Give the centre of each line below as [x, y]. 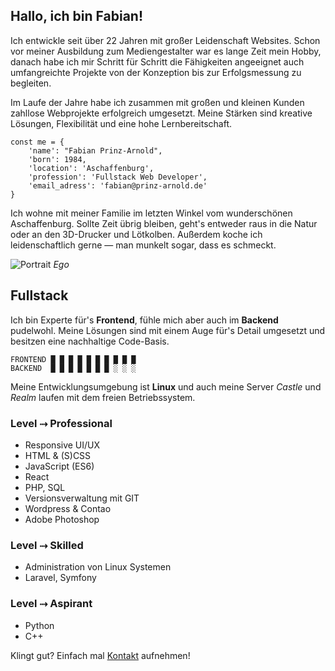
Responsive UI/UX [62, 445]
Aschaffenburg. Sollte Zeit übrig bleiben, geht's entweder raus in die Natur [164, 223]
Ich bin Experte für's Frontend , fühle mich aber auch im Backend [144, 320]
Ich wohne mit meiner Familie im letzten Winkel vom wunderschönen [151, 213]
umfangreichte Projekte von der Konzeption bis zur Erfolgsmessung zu [156, 72]
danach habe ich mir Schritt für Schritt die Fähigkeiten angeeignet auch [157, 61]
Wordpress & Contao [68, 508]
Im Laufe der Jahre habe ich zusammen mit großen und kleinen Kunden [157, 102]
